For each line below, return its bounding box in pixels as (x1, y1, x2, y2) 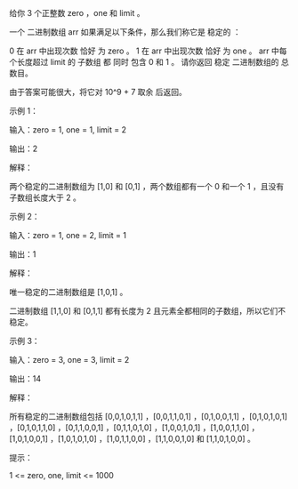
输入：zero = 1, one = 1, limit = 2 (9, 124, 127, 135)
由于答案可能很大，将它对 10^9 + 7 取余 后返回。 (9, 87, 187, 97)
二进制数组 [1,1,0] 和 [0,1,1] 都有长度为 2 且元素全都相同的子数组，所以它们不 (9, 306, 286, 316)
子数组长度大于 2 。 (9, 192, 82, 203)
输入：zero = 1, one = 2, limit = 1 (9, 230, 127, 240)
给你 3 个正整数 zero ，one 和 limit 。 (9, 8, 145, 18)
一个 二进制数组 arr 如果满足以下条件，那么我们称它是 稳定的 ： (9, 27, 242, 37)
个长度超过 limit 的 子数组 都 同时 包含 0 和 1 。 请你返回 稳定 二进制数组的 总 (9, 57, 289, 67)
